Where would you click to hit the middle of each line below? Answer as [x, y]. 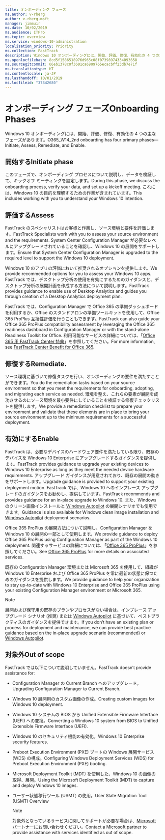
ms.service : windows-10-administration [46, 42]
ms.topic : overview [25, 37]
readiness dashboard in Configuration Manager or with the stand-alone [77, 330]
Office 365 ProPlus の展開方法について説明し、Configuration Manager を [79, 528]
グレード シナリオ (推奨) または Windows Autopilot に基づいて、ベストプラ [84, 616]
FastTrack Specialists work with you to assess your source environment [85, 234]
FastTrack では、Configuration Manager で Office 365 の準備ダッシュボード [82, 307]
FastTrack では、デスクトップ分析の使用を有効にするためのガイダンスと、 [80, 280]
